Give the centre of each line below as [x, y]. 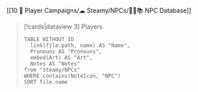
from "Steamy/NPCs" [52, 70]
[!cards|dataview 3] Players [63, 26]
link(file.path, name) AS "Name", [80, 45]
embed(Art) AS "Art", [62, 58]
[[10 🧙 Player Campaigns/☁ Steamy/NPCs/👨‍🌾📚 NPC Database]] [99, 10]
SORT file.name [46, 82]
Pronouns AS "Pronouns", [66, 52]
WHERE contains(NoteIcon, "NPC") [72, 76]
